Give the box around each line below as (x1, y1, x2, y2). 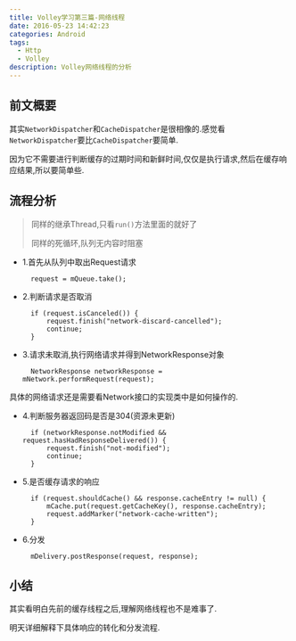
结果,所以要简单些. (16, 164, 85, 175)
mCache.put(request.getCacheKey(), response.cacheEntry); (45, 501, 267, 511)
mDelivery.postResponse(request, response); (30, 552, 199, 561)
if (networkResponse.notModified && (30, 428, 167, 437)
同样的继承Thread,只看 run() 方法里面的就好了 (30, 218, 198, 229)
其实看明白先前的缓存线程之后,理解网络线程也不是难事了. (9, 604, 218, 614)
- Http (17, 46, 42, 55)
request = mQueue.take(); (30, 274, 127, 284)
